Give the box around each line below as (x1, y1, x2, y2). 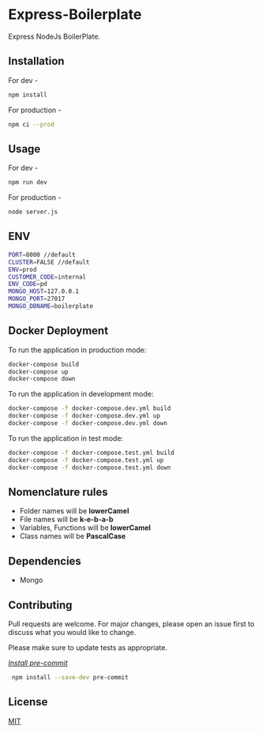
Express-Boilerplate (8, 6, 142, 24)
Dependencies (8, 554, 81, 568)
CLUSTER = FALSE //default (8, 258, 90, 266)
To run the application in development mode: (8, 389, 154, 399)
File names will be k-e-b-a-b (19, 515, 114, 524)
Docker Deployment (8, 324, 109, 337)
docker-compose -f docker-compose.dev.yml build (8, 404, 171, 412)
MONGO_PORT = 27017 (8, 295, 65, 303)
